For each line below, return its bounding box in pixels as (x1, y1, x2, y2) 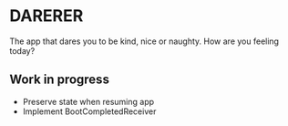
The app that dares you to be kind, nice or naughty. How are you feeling (9, 36, 280, 47)
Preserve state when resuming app (22, 96, 155, 107)
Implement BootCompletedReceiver (22, 106, 157, 117)
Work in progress (9, 72, 109, 88)
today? (9, 45, 36, 56)
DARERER (9, 5, 84, 26)
